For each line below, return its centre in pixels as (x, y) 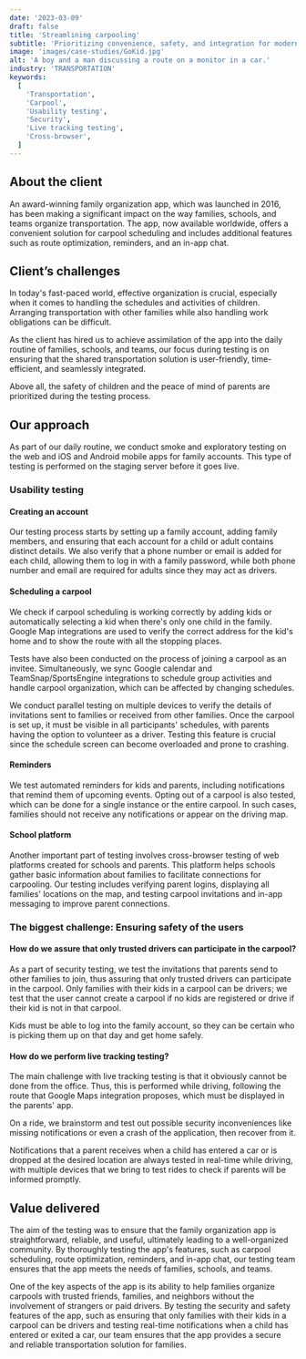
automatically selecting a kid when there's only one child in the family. (141, 622)
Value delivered (55, 1208)
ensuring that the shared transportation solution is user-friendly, (130, 359)
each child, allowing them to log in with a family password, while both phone (153, 561)
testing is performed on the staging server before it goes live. (124, 467)
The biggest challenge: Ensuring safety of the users (127, 927)
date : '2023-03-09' (46, 18)
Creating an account (49, 511)
